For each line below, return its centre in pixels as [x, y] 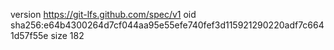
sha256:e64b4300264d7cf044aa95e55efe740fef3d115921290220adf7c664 [167, 25]
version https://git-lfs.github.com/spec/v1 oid [103, 14]
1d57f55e [29, 35]
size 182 [67, 35]
